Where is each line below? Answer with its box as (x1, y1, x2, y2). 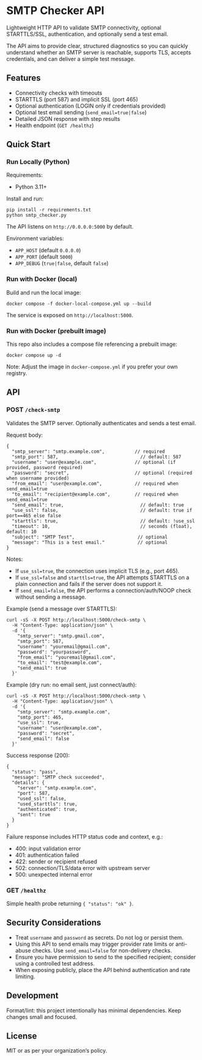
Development (6, 990, 59, 1001)
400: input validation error (15, 844, 81, 852)
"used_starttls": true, (17, 801, 78, 807)
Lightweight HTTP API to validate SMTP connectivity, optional (6, 24, 162, 31)
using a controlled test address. (15, 960, 95, 967)
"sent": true (17, 811, 51, 817)
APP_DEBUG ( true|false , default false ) (15, 260, 109, 267)
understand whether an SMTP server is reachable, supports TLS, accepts (6, 48, 191, 56)
